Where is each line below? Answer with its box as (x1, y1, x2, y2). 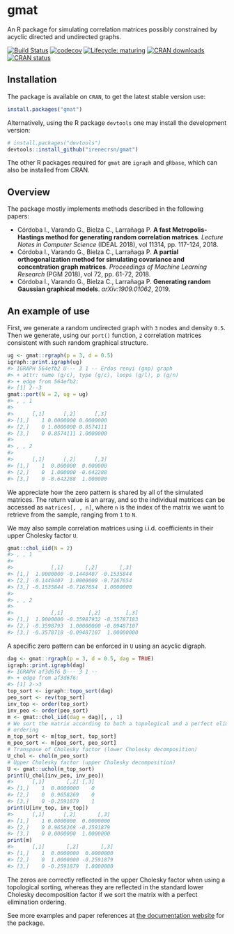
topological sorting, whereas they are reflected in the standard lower (7, 882, 204, 891)
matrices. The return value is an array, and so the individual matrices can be (7, 495, 226, 504)
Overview (7, 186, 51, 198)
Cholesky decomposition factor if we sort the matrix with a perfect (7, 890, 198, 898)
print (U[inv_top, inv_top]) (7, 804, 89, 811)
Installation (7, 74, 57, 86)
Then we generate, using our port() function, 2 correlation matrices (7, 331, 202, 339)
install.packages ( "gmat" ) (7, 105, 82, 113)
